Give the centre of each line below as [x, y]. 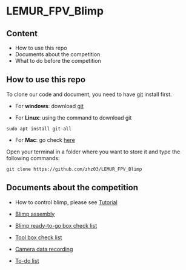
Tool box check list [38, 237]
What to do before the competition [58, 61]
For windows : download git [49, 106]
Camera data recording [44, 249]
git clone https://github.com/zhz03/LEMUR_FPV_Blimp [74, 169]
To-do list [27, 260]
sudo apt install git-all [39, 129]
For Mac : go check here [45, 140]
